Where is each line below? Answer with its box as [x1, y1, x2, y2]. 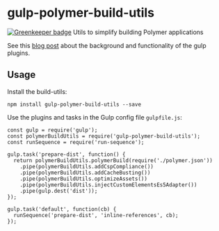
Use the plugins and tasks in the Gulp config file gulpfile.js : [7, 113, 183, 121]
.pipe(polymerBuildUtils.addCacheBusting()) [19, 169, 151, 176]
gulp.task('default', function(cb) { [7, 205, 117, 213]
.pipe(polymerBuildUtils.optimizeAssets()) [19, 175, 148, 182]
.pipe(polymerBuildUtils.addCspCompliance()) [19, 163, 154, 170]
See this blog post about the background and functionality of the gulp [7, 41, 206, 49]
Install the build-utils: [7, 87, 67, 95]
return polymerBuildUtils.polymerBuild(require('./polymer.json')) [13, 157, 213, 164]
